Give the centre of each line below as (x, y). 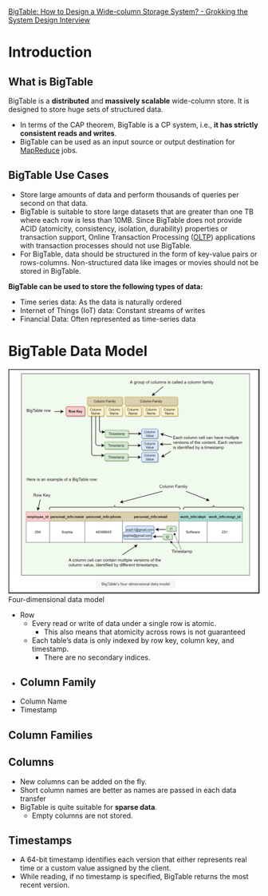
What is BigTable (51, 82)
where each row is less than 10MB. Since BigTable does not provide (131, 220)
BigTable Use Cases (59, 175)
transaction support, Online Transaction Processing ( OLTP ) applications (138, 237)
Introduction (50, 52)
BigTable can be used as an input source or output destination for (127, 142)
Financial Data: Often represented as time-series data (108, 319)
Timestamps (40, 840)
